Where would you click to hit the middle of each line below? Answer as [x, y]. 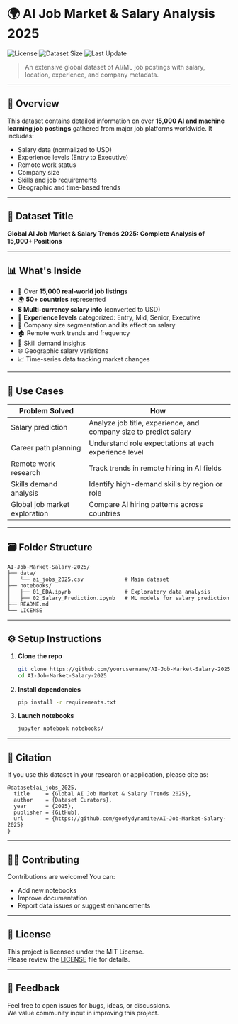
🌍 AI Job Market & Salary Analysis [111, 14]
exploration [30, 513]
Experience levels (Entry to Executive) [73, 157]
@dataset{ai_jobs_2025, [42, 788]
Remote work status [47, 165]
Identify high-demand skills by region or [156, 484]
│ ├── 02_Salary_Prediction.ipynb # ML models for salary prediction [119, 598]
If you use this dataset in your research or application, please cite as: [108, 775]
